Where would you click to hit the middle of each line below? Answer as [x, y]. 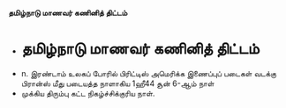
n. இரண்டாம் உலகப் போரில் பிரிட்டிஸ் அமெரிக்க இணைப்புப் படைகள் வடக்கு [149, 73]
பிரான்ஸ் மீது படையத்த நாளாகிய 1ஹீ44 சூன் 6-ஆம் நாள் [117, 83]
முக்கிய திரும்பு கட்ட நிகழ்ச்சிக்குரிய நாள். [88, 93]
